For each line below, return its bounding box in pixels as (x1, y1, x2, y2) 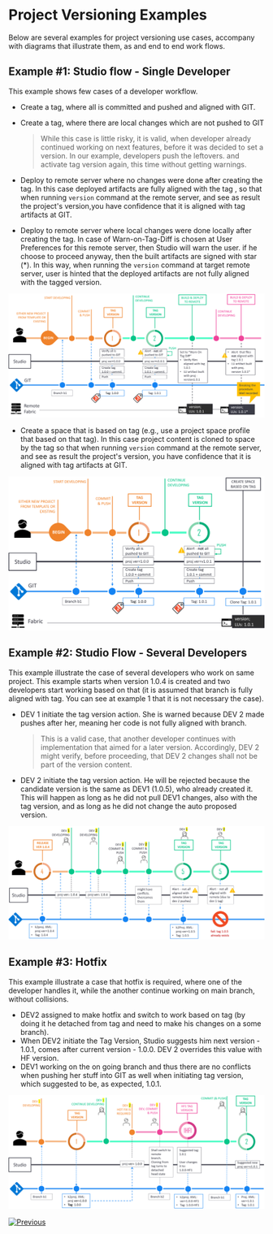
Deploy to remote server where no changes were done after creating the (19, 175, 263, 184)
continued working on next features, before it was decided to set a (40, 142, 264, 152)
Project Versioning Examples (8, 6, 207, 24)
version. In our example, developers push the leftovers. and (40, 150, 240, 160)
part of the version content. (40, 760, 132, 769)
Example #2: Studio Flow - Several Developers (8, 646, 248, 660)
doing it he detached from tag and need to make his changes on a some (19, 1018, 262, 1028)
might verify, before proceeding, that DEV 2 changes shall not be (40, 751, 258, 760)
